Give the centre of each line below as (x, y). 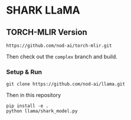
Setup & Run (24, 72)
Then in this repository (34, 95)
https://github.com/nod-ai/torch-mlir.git (59, 46)
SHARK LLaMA (43, 10)
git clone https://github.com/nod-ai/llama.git (66, 84)
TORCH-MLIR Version (47, 32)
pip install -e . (27, 106)
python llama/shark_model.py (42, 111)
